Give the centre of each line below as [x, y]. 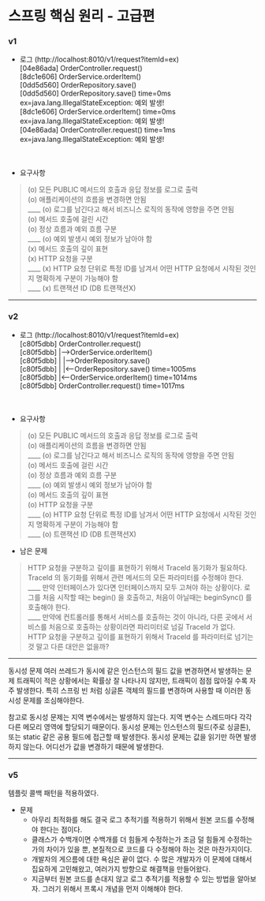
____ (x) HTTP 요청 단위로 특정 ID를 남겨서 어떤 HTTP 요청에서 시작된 [134, 268]
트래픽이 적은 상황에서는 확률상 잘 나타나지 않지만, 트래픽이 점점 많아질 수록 [132, 680]
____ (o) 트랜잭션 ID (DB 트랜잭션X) [82, 534]
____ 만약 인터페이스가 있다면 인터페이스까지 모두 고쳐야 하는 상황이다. [135, 587]
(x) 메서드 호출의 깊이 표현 [68, 249]
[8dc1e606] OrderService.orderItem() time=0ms [97, 112]
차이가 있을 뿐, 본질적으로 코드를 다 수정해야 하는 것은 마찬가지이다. [149, 850]
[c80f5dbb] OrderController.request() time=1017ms [102, 385]
